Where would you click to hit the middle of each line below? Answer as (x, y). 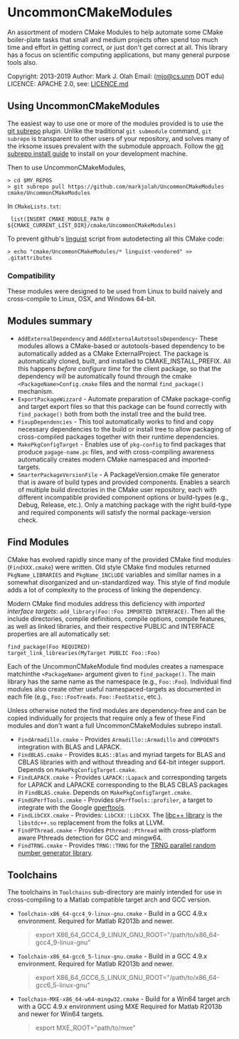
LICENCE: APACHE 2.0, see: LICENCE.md (68, 83)
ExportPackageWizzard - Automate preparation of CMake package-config (124, 399)
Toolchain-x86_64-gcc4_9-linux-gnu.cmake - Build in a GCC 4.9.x (112, 914)
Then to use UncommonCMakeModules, (67, 167)
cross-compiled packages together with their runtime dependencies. (118, 437)
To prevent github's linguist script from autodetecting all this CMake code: (116, 239)
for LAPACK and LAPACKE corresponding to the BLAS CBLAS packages (123, 785)
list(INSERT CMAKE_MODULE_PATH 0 (60, 219)
